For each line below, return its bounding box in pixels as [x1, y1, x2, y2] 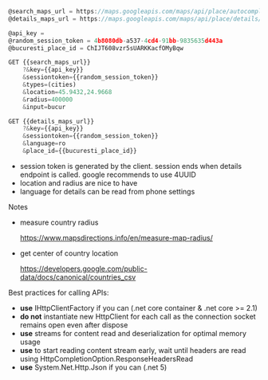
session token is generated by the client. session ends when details [19, 161, 242, 170]
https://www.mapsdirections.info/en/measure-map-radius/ [19, 233, 214, 242]
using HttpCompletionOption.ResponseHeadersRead [19, 354, 194, 363]
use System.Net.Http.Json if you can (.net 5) [19, 362, 167, 372]
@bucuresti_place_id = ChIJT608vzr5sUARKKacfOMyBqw [8, 44, 183, 52]
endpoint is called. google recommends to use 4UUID [19, 170, 197, 179]
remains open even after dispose [19, 319, 128, 330]
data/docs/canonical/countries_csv [19, 272, 136, 282]
